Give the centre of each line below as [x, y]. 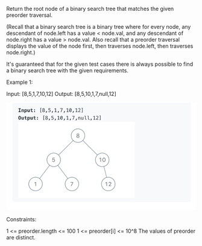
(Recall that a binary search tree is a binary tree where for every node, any [99, 27]
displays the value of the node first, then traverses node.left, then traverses [100, 46]
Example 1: [20, 82]
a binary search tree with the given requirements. [67, 71]
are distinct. [21, 238]
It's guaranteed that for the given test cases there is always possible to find [100, 64]
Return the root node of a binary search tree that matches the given [90, 9]
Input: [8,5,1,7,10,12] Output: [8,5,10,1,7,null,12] [61, 94]
